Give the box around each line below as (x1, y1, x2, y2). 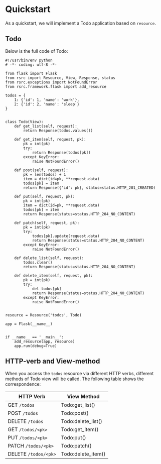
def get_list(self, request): (14, 124, 78, 129)
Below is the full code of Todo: (5, 48, 69, 54)
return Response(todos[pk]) (32, 150, 91, 155)
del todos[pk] (32, 286, 62, 291)
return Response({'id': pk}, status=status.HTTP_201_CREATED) (23, 185, 156, 190)
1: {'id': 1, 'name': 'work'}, (14, 97, 80, 102)
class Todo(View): (5, 119, 44, 124)
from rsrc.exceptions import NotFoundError (5, 79, 98, 85)
